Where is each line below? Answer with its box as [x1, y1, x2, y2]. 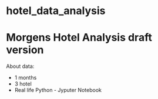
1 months [14, 74, 37, 81]
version [6, 43, 44, 57]
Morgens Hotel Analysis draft [6, 31, 153, 45]
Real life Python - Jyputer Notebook [14, 87, 102, 94]
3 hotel [14, 80, 32, 87]
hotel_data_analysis [6, 4, 106, 18]
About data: [6, 63, 35, 70]
